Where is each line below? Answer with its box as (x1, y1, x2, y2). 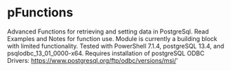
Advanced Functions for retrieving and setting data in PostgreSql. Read (7, 27, 209, 35)
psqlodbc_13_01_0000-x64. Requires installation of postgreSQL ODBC (7, 49, 205, 57)
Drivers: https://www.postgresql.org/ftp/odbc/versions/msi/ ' (7, 56, 178, 64)
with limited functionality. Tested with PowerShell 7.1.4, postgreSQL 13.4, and (7, 42, 225, 50)
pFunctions (7, 5, 74, 20)
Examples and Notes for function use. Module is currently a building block (7, 34, 218, 42)
